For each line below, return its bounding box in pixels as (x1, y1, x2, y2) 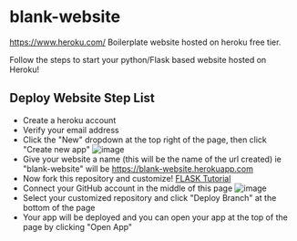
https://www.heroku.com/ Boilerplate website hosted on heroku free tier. (9, 37, 282, 47)
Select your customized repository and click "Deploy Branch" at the (22, 192, 277, 203)
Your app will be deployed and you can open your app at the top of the (22, 212, 289, 223)
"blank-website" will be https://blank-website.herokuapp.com (22, 162, 253, 174)
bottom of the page (22, 202, 96, 213)
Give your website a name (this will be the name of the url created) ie (22, 153, 282, 164)
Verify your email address (22, 124, 120, 135)
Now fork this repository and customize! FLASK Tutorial (22, 173, 231, 183)
